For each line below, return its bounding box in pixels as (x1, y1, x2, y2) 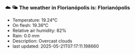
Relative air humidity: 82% (12, 27, 66, 33)
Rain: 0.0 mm (12, 33, 40, 39)
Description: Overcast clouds (12, 38, 72, 44)
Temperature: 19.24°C (12, 17, 58, 23)
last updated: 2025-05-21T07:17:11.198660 (12, 43, 99, 49)
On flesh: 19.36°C (12, 23, 49, 28)
